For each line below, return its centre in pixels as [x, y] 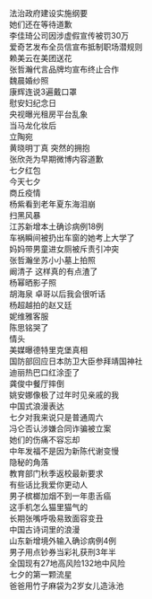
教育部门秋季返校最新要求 [56, 473]
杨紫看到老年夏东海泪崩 [52, 204]
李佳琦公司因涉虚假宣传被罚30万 [69, 35]
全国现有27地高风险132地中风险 [68, 563]
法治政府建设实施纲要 [48, 13]
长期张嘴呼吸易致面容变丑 [56, 518]
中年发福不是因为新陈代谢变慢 [64, 451]
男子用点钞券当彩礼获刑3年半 [63, 552]
